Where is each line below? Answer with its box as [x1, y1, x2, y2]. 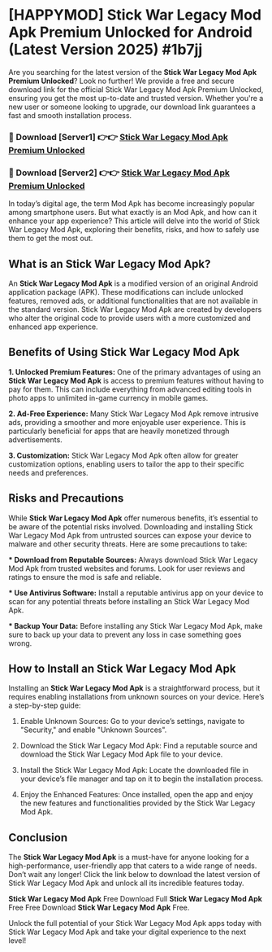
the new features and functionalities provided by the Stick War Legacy [19, 798, 256, 808]
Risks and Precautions [8, 491, 124, 506]
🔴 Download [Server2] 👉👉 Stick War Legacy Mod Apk [8, 167, 230, 178]
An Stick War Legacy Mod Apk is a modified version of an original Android [8, 279, 258, 288]
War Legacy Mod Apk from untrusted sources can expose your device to [8, 530, 252, 540]
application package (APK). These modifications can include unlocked [8, 287, 244, 296]
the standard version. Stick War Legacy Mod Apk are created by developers [8, 304, 262, 314]
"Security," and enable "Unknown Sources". [19, 725, 167, 735]
